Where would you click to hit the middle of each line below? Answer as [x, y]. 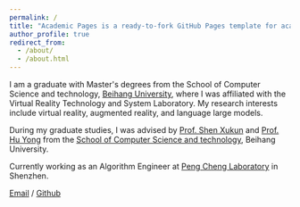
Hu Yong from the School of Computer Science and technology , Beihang [142, 140]
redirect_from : [37, 42]
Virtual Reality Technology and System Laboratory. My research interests [144, 103]
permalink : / [33, 17]
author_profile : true [50, 34]
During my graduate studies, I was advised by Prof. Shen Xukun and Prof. [144, 130]
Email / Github [35, 193]
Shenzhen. [29, 176]
